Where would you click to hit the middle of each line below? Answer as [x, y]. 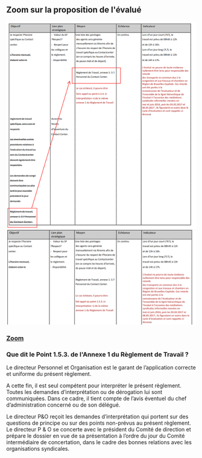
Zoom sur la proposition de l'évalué [74, 10]
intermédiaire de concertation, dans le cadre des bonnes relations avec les [99, 442]
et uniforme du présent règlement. [49, 374]
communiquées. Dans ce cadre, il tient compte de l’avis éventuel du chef [96, 399]
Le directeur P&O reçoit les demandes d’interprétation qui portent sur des [97, 417]
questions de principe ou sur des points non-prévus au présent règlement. [99, 423]
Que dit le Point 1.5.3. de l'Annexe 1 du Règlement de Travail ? [97, 355]
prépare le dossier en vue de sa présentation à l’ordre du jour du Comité [96, 436]
